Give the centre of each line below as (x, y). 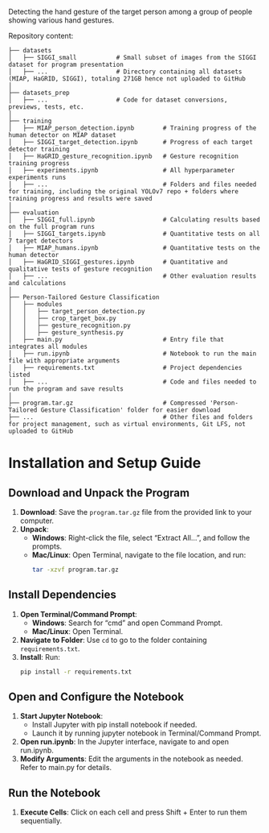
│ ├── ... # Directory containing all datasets (125, 72)
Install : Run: (40, 657)
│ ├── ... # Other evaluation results (132, 276)
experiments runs (37, 177)
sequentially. (41, 821)
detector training (39, 149)
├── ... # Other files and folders (130, 417)
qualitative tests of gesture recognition (80, 269)
